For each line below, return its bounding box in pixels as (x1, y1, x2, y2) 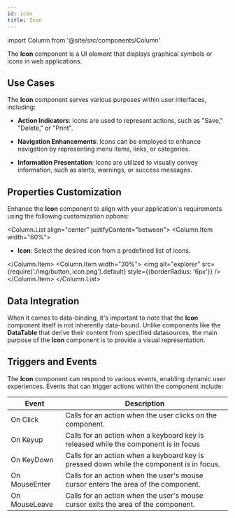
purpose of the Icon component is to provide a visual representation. (7, 336, 206, 344)
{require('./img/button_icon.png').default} (7, 267, 127, 276)
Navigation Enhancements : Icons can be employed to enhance (17, 138, 201, 146)
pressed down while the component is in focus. (65, 459, 220, 468)
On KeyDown (10, 454, 54, 464)
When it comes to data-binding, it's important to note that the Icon (7, 313, 199, 322)
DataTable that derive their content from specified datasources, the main (7, 328, 218, 336)
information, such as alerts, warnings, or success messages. (17, 165, 192, 175)
